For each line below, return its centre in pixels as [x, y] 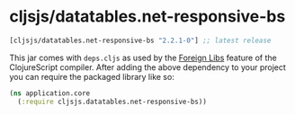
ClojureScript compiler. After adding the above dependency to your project [147, 67]
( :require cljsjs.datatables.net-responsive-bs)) [112, 102]
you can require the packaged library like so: [92, 76]
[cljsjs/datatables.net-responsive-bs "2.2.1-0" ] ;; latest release [140, 40]
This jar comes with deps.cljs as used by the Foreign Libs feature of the [143, 57]
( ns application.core [50, 93]
